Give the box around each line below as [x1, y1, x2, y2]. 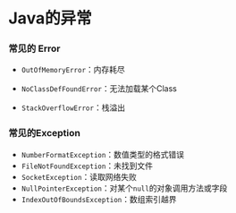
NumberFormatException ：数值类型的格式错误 [21, 149, 185, 159]
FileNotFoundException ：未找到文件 [21, 160, 154, 171]
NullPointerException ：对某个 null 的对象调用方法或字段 [21, 183, 228, 193]
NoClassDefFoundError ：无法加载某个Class [21, 83, 178, 94]
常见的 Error [8, 42, 61, 55]
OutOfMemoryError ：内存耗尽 [21, 64, 126, 75]
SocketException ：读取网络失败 [21, 171, 138, 182]
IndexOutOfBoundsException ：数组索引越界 [21, 193, 177, 204]
